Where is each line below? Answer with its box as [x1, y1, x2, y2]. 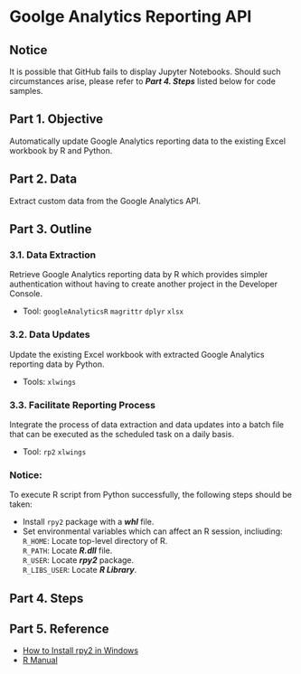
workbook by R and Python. [9, 145, 113, 155]
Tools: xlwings [22, 376, 77, 387]
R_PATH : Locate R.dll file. [22, 545, 113, 557]
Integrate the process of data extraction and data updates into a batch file [9, 418, 285, 430]
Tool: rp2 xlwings [22, 445, 87, 457]
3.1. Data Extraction [9, 248, 97, 261]
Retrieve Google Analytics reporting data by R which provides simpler [9, 269, 268, 280]
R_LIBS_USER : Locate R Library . [22, 565, 137, 576]
